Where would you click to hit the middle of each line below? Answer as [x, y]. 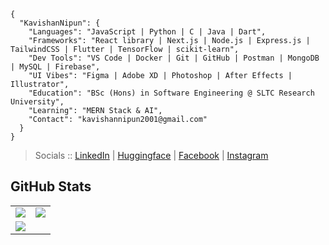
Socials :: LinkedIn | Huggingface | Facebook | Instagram [151, 155]
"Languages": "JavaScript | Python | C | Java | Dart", [147, 32]
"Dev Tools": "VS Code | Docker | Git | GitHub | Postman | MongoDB [174, 58]
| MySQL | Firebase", [55, 67]
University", [37, 102]
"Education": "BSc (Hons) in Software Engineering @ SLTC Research [171, 93]
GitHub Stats [51, 186]
